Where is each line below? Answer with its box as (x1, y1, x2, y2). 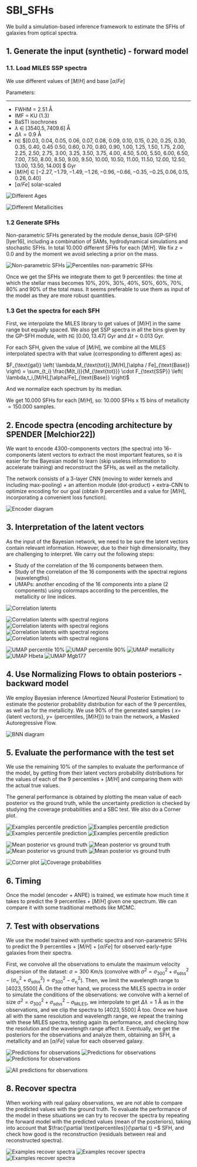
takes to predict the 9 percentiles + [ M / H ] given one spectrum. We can (6, 898, 177, 905)
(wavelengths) (14, 574, 50, 581)
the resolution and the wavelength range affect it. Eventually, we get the (6, 1025, 180, 1032)
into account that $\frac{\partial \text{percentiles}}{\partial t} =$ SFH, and (6, 1124, 185, 1131)
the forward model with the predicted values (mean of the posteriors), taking (6, 1118, 191, 1125)
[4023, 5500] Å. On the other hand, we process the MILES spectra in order (6, 985, 186, 992)
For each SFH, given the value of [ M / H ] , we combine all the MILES (6, 344, 166, 351)
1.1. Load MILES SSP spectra (6, 64, 87, 72)
